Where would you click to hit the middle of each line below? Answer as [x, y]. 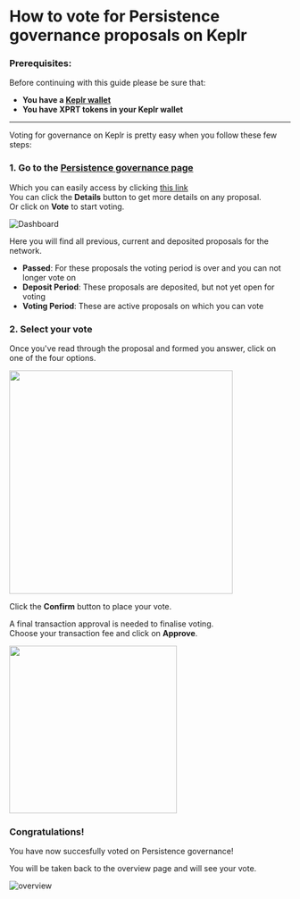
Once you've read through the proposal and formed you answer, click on [143, 349]
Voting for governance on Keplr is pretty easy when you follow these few [143, 135]
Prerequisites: [41, 63]
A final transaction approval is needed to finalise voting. [112, 624]
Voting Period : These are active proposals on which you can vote [143, 306]
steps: [21, 145]
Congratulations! [47, 832]
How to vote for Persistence [115, 17]
